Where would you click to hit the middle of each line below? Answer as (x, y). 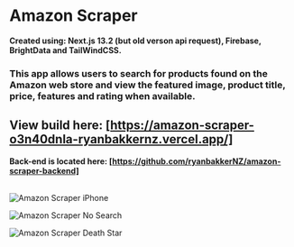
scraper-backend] (44, 170)
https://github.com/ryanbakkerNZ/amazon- (197, 161)
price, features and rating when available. (102, 96)
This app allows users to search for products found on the (138, 73)
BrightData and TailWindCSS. (65, 50)
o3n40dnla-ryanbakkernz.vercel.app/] (121, 139)
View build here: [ (60, 126)
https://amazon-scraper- (182, 126)
